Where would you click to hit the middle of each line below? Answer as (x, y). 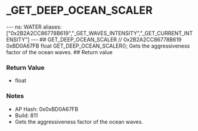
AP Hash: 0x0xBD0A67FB (47, 109)
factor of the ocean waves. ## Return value (60, 52)
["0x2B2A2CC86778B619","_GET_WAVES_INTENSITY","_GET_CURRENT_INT (100, 33)
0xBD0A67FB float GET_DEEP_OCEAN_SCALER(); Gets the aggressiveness (98, 46)
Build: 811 (26, 115)
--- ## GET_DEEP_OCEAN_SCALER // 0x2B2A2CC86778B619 (106, 39)
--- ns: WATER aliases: (34, 27)
